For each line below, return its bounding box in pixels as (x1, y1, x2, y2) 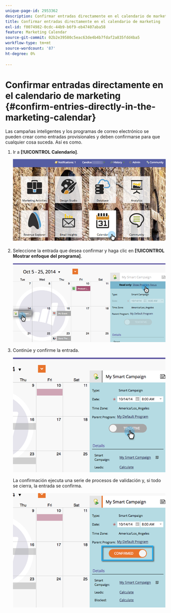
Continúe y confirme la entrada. (12, 347, 80, 353)
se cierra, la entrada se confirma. (12, 483, 82, 489)
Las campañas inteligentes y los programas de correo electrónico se (5, 128, 149, 134)
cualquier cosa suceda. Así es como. (5, 139, 82, 145)
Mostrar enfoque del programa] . (12, 253, 82, 259)
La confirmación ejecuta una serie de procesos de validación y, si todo (12, 477, 161, 483)
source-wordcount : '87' (5, 46, 56, 51)
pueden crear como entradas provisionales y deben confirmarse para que (5, 134, 160, 140)
